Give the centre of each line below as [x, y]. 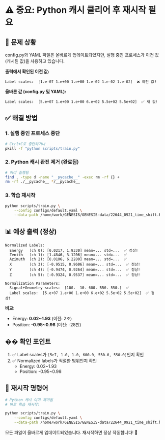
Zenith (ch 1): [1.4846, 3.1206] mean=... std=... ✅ [68, 255]
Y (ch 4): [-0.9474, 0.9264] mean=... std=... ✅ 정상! [75, 270]
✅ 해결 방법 [21, 118]
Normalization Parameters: [33, 284]
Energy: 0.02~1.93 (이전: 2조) [42, 319]
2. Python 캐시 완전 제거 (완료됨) [42, 162]
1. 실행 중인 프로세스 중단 [33, 134]
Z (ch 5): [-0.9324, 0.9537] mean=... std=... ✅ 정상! [75, 275]
